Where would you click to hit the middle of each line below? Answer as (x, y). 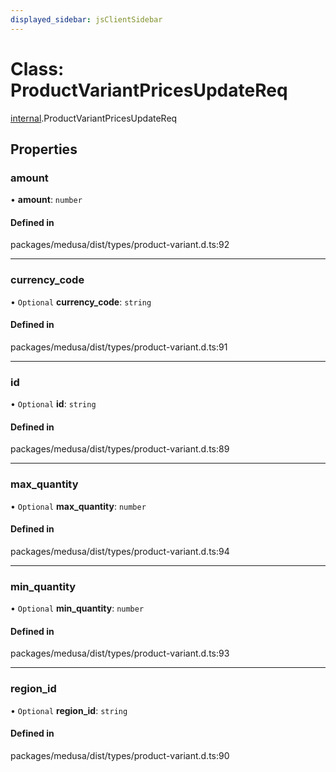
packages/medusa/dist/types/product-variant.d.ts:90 (120, 755)
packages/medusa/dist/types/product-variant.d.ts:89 (120, 449)
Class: (37, 68)
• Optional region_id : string (69, 710)
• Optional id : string (53, 404)
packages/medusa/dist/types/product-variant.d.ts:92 (120, 245)
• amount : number (46, 200)
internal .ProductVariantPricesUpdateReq (94, 118)
